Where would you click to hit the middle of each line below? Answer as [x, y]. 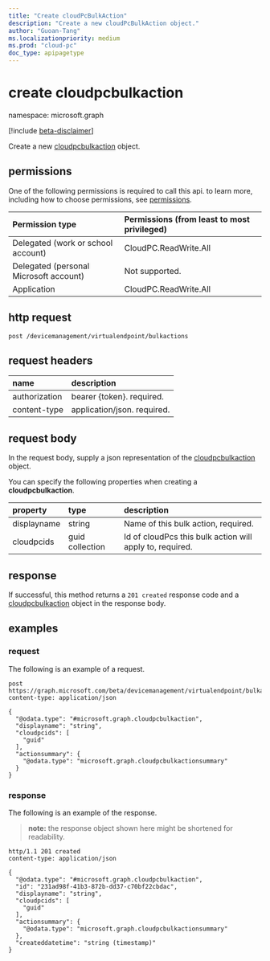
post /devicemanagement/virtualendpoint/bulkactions [98, 336]
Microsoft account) [49, 276]
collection [87, 547]
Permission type [45, 224]
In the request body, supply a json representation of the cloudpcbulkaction [132, 458]
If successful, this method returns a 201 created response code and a [124, 595]
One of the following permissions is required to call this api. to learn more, [131, 190]
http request [40, 318]
